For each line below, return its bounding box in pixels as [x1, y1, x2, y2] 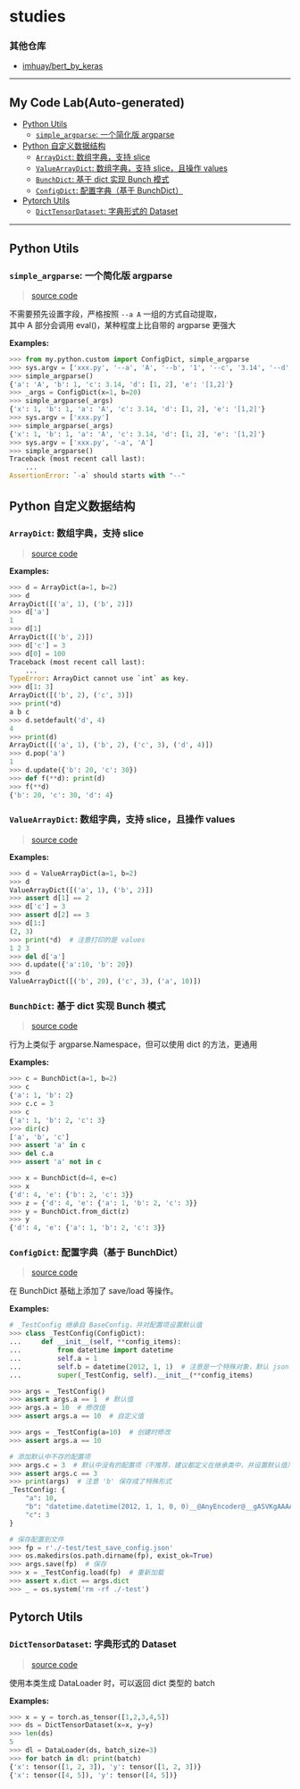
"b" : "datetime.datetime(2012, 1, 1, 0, [25, 1502, 178, 1512]
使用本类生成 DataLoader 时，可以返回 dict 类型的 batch [9, 1677, 216, 1688]
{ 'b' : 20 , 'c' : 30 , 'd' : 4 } [9, 790, 114, 799]
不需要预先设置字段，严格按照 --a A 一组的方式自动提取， [9, 308, 221, 319]
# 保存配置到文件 [9, 1535, 64, 1544]
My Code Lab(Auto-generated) [9, 95, 186, 110]
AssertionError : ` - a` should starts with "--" [9, 471, 186, 480]
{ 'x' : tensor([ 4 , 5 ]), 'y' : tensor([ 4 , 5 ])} [9, 1770, 178, 1780]
